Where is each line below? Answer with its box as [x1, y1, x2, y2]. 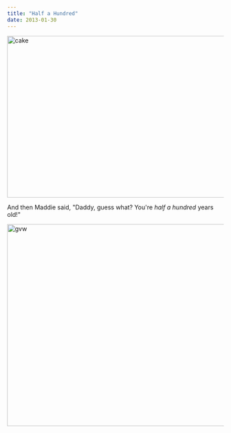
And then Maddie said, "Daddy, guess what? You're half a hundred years [7, 203, 214, 211]
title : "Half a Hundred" [7, 10, 78, 17]
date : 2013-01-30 [7, 16, 57, 23]
